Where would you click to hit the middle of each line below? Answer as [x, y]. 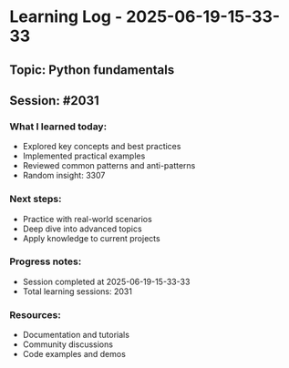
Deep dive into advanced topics [83, 229]
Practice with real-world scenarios [87, 219]
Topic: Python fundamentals [92, 70]
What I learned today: [58, 127]
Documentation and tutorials [76, 335]
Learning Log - [66, 17]
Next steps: [36, 199]
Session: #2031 [55, 101]
